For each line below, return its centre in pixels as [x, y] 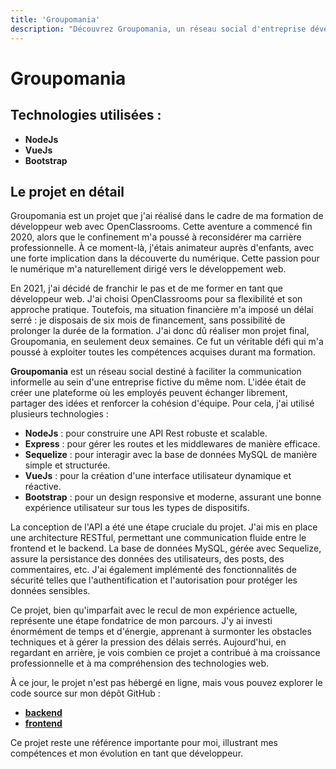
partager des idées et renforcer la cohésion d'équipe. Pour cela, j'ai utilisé [162, 403]
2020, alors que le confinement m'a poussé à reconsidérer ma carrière [156, 237]
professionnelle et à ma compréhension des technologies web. [139, 663]
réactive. [43, 487]
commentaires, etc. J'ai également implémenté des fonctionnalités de [153, 570]
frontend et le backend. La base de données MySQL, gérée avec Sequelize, [166, 548]
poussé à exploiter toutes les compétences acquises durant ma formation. [163, 352]
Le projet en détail [67, 191]
